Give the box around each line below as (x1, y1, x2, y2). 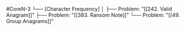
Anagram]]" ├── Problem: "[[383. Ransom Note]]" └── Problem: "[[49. (6, 12, 180, 18)
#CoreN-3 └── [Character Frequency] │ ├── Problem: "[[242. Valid (6, 6, 172, 12)
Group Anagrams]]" (6, 18, 54, 24)
